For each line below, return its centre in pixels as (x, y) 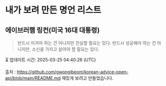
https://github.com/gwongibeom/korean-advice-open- (73, 72)
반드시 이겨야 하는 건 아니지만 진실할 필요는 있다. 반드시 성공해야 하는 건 (86, 43)
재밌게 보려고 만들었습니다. (88, 78)
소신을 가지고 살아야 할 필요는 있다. (66, 49)
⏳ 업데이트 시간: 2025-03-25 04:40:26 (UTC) (51, 60)
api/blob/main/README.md (33, 78)
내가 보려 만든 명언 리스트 (53, 10)
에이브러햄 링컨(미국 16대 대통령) (53, 30)
